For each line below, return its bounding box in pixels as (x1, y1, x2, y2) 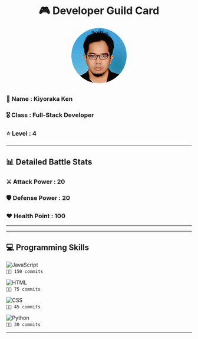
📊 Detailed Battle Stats (6, 157, 93, 167)
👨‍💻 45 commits (6, 304, 41, 310)
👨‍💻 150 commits (6, 268, 44, 274)
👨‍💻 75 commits (6, 286, 41, 292)
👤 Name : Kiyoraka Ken (6, 95, 73, 103)
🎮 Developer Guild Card (38, 4, 160, 18)
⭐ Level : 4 (6, 130, 37, 138)
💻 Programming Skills (6, 242, 90, 253)
